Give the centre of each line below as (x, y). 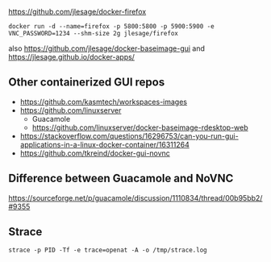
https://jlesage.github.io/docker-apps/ (72, 57)
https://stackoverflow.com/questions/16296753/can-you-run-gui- (129, 135)
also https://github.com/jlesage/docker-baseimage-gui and (107, 48)
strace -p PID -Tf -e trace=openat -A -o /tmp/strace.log (108, 250)
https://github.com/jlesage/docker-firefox (77, 12)
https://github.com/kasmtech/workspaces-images (104, 102)
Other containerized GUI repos (87, 83)
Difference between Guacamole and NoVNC (121, 179)
